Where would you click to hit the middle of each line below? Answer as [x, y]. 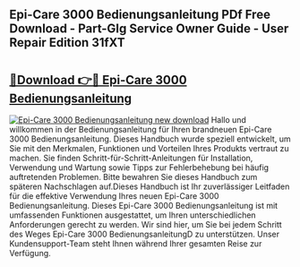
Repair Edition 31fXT [67, 43]
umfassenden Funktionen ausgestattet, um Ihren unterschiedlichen [133, 215]
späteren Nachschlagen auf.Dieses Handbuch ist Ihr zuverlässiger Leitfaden [150, 186]
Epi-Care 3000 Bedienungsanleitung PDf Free [140, 15]
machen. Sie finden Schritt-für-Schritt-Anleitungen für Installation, [131, 158]
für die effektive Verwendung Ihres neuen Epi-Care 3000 [114, 196]
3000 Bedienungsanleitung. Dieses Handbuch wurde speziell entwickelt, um [150, 139]
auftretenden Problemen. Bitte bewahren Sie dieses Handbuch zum [133, 177]
